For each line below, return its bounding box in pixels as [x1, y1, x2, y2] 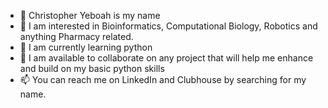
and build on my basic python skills [19, 63, 165, 74]
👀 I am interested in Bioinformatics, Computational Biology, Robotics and [19, 20, 318, 32]
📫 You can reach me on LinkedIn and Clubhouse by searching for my [19, 74, 307, 85]
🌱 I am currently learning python [19, 41, 153, 53]
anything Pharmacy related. [19, 31, 134, 42]
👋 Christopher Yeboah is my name [19, 10, 161, 21]
